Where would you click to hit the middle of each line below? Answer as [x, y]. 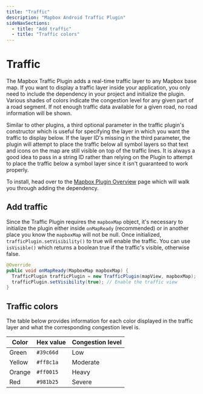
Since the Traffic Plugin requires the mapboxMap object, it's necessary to [95, 222]
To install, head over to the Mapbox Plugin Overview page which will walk [98, 182]
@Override [19, 265]
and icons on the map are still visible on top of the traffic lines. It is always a [101, 151]
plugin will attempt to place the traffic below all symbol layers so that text [98, 144]
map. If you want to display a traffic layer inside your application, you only [98, 88]
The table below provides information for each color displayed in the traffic [100, 321]
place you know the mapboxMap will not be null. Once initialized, [84, 234]
